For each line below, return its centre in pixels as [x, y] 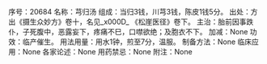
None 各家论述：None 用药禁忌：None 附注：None [107, 52]
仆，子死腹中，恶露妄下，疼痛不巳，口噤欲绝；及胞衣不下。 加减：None [128, 32]
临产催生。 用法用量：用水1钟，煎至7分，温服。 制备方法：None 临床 [137, 42]
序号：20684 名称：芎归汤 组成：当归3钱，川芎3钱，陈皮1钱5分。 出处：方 [133, 12]
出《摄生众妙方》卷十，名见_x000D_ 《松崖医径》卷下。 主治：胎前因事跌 [131, 22]
